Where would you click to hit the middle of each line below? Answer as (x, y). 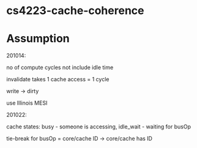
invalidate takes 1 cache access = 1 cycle (58, 80)
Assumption (38, 39)
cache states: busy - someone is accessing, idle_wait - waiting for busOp (99, 127)
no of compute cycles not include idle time (60, 67)
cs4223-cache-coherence (75, 11)
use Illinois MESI (27, 103)
